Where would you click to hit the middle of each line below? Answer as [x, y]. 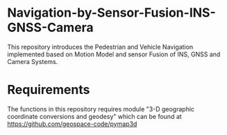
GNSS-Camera [50, 27]
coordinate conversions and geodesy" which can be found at [94, 116]
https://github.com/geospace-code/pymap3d [72, 124]
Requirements [49, 90]
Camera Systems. [33, 61]
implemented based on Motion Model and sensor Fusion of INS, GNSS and [114, 54]
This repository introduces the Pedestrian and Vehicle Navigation [100, 47]
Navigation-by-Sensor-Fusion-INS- [112, 13]
